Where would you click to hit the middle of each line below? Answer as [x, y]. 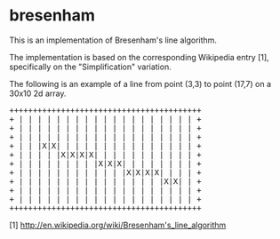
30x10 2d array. [38, 93]
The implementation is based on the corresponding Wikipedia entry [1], [139, 57]
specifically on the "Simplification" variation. [90, 67]
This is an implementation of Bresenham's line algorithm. [113, 40]
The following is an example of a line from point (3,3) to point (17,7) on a [140, 84]
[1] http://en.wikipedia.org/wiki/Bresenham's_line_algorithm [118, 225]
